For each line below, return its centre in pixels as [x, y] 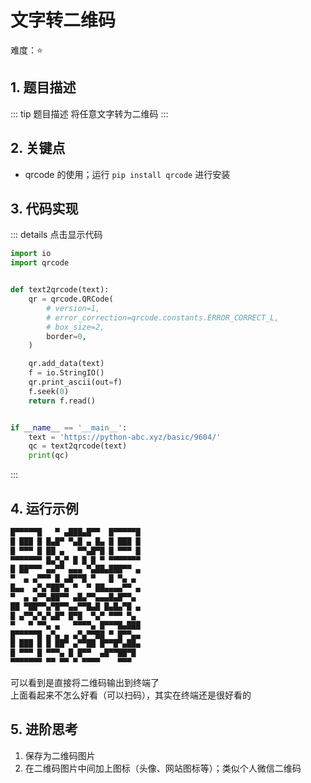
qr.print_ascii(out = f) [75, 382]
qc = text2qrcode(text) [78, 446]
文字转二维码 [63, 20]
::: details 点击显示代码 [56, 235]
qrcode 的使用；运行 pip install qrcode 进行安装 [127, 174]
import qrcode [40, 263]
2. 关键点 [38, 148]
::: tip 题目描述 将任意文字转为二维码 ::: [89, 113]
